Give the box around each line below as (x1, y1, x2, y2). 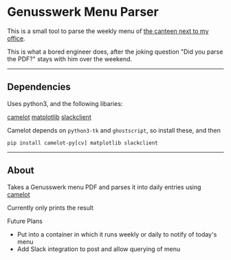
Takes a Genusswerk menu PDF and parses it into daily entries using (7, 183, 201, 191)
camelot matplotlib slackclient (7, 113, 91, 121)
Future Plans (7, 217, 43, 225)
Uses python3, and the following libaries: (7, 99, 123, 107)
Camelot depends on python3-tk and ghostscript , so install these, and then (7, 126, 221, 134)
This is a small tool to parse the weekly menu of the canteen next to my (7, 27, 209, 35)
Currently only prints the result (7, 204, 94, 212)
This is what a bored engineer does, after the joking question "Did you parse (7, 47, 223, 56)
